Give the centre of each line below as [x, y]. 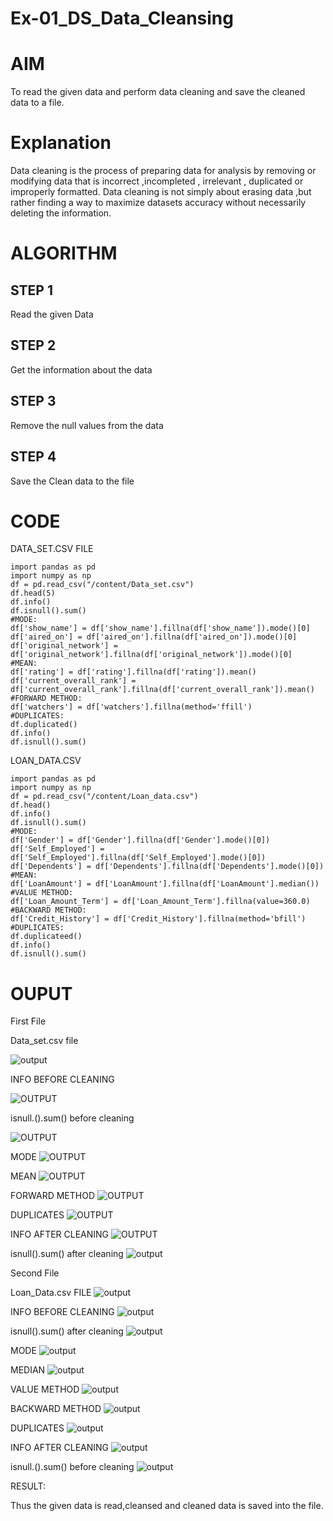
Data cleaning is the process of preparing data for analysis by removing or [163, 171]
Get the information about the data [81, 369]
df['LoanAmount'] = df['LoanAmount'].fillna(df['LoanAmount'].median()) [165, 884]
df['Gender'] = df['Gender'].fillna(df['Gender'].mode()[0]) [140, 840]
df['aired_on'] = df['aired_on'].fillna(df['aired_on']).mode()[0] [154, 637]
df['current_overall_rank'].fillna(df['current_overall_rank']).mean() [162, 690]
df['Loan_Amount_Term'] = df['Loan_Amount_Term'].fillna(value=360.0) [160, 902]
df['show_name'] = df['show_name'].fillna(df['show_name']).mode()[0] [160, 628]
